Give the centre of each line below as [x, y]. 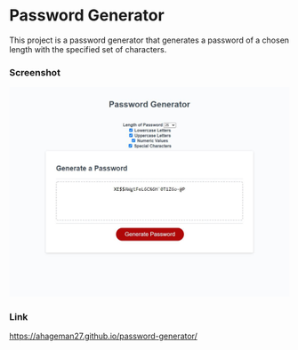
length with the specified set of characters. [88, 49]
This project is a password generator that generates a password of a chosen [149, 40]
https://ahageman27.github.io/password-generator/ [103, 336]
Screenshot [35, 72]
